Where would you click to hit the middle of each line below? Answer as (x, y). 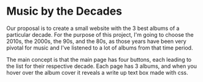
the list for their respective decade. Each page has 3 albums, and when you (102, 66)
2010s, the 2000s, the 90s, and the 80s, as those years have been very (97, 41)
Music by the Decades (64, 11)
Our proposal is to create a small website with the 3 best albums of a (93, 28)
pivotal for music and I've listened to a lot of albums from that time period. (100, 48)
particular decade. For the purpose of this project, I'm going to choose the (100, 34)
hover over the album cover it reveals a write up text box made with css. (97, 72)
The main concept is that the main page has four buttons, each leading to (99, 59)
